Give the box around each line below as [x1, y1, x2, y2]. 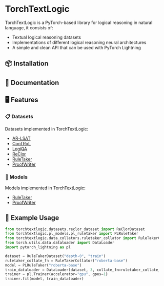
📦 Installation [5, 60, 49, 68]
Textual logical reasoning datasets [12, 34, 82, 40]
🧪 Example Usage [5, 214, 60, 222]
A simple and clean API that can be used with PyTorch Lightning [12, 44, 141, 50]
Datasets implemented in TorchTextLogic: [5, 126, 89, 132]
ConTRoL [12, 141, 31, 147]
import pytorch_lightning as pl [5, 245, 71, 250]
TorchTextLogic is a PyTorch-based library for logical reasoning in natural [5, 20, 153, 25]
